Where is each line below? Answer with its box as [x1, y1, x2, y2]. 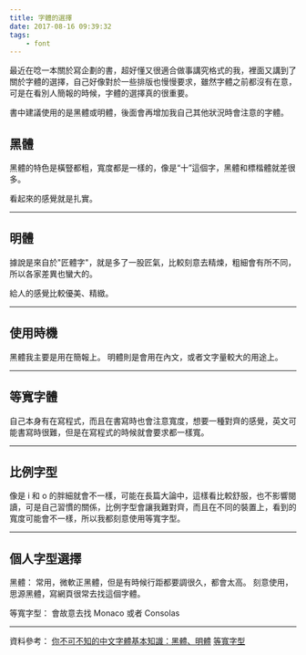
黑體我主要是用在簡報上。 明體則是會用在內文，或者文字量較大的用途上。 [9, 351, 283, 362]
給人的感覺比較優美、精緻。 [9, 287, 114, 298]
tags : [9, 30, 30, 39]
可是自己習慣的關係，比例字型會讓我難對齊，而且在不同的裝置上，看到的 [25, 502, 297, 513]
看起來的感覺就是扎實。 [9, 193, 97, 204]
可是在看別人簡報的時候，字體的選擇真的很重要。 [9, 88, 193, 99]
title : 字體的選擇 [9, 13, 73, 23]
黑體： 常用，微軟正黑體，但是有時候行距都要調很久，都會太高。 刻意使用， [9, 577, 293, 588]
